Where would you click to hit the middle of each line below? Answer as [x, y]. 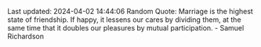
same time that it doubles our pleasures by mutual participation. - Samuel [126, 28]
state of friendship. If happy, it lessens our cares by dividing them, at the [124, 20]
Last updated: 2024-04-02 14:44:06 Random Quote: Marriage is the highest [130, 11]
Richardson [26, 36]
